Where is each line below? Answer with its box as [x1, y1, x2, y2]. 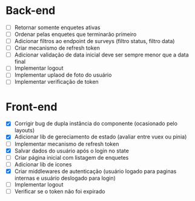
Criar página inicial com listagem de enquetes [14, 154, 129, 161]
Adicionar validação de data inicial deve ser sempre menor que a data [14, 51, 189, 58]
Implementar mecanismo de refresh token [14, 140, 119, 148]
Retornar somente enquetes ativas [14, 24, 101, 31]
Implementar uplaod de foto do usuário [14, 71, 112, 79]
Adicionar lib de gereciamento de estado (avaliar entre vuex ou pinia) [14, 133, 187, 140]
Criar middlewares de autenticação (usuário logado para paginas [14, 168, 177, 175]
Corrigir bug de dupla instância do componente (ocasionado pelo [14, 120, 178, 128]
